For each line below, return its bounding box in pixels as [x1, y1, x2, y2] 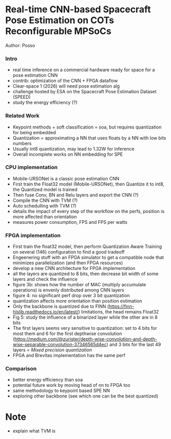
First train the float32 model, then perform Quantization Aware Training [12, 243, 162, 249]
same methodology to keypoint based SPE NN [12, 388, 110, 394]
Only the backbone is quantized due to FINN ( [12, 303, 109, 309]
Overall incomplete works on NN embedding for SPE [12, 151, 124, 157]
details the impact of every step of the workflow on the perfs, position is [12, 208, 165, 214]
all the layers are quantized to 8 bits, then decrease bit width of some [12, 270, 159, 277]
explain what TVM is [12, 428, 56, 434]
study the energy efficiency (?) [12, 99, 78, 106]
